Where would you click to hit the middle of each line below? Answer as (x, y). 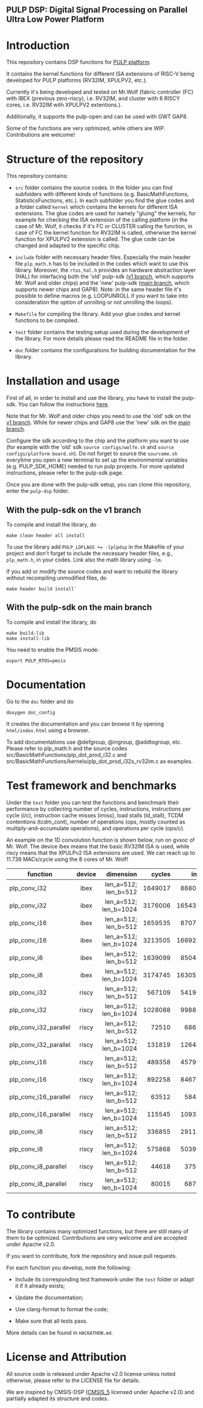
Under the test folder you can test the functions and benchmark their (93, 802)
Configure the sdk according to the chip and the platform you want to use (98, 440)
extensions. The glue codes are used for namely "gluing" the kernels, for (105, 214)
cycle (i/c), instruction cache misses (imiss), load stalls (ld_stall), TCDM (95, 815)
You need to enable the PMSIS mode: (53, 649)
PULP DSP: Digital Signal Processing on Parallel (97, 10)
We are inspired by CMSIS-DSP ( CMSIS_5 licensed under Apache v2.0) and (100, 1392)
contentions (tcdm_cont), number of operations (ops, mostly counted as (96, 822)
